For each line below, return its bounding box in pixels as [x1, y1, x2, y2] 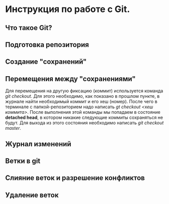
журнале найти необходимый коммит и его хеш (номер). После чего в [5, 99, 157, 105]
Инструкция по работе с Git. [5, 4, 130, 15]
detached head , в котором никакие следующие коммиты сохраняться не [5, 114, 163, 121]
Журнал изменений [5, 139, 71, 148]
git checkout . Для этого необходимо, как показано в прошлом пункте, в [5, 93, 160, 99]
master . [5, 125, 22, 131]
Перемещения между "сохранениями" [5, 74, 136, 83]
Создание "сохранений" [5, 58, 87, 66]
